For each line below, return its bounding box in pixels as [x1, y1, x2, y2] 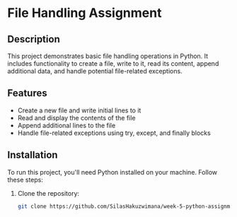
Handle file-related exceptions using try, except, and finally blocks [17, 129, 211, 137]
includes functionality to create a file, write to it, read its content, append [7, 59, 219, 68]
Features [7, 87, 47, 100]
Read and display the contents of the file [17, 113, 136, 122]
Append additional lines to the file [17, 121, 116, 129]
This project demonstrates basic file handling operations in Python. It [7, 52, 209, 60]
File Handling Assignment [7, 5, 162, 21]
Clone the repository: [17, 189, 80, 197]
